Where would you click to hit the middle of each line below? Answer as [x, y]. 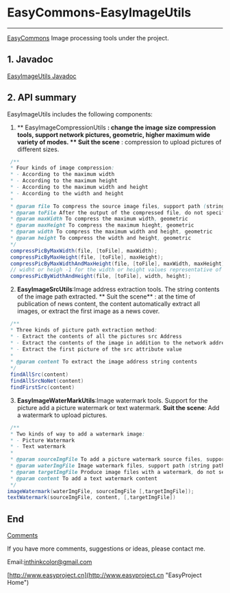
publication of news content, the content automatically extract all [108, 304]
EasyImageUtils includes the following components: [80, 114]
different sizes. [38, 149]
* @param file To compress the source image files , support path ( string [117, 206]
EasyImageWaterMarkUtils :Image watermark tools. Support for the [112, 400]
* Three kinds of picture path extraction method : [84, 330]
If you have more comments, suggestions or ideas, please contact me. [106, 548]
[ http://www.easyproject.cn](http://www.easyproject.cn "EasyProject [104, 575]
